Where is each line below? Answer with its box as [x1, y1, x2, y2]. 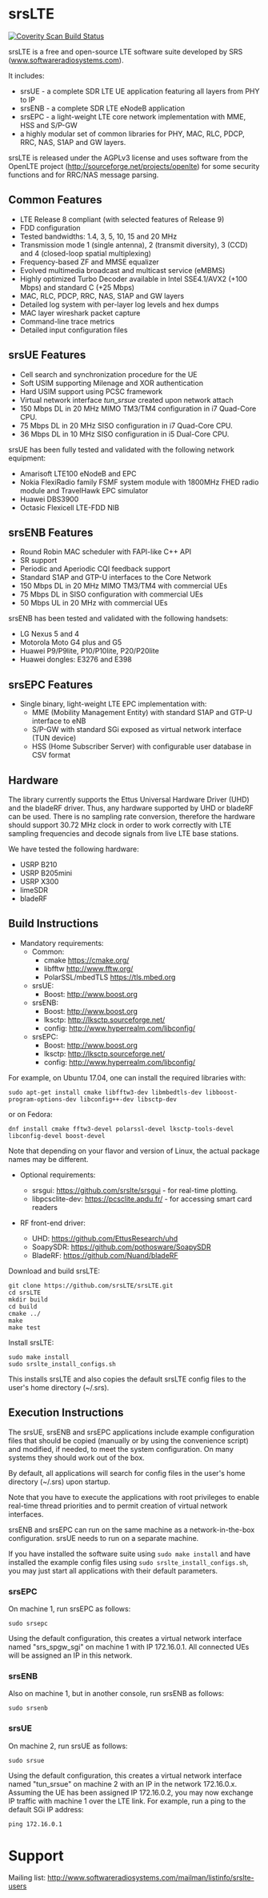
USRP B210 [19, 860, 58, 869]
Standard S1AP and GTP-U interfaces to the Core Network [19, 573, 212, 582]
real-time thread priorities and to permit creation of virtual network [8, 1501, 228, 1510]
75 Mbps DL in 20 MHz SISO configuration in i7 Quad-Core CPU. [19, 420, 234, 430]
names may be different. [8, 1154, 89, 1164]
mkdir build [8, 1295, 48, 1304]
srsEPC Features [8, 678, 94, 691]
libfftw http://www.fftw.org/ [43, 963, 134, 973]
